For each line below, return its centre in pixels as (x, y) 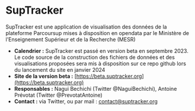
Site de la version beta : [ (45, 76)
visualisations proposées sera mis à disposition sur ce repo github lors (100, 64)
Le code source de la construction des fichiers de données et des (95, 57)
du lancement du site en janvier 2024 (60, 69)
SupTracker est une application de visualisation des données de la (86, 27)
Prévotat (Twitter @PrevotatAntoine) (58, 95)
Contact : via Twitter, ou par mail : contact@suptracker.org (86, 101)
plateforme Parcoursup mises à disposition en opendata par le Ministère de (97, 33)
